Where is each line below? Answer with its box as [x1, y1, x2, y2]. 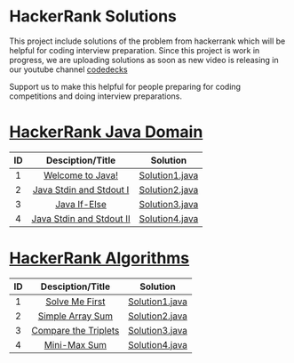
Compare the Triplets [31, 324, 120, 336]
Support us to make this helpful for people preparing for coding [9, 81, 242, 92]
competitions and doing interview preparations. [9, 91, 182, 101]
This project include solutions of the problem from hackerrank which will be [9, 36, 286, 46]
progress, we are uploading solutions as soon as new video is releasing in [9, 54, 280, 65]
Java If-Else [54, 198, 107, 210]
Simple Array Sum [37, 310, 114, 322]
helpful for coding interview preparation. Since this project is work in [9, 44, 260, 55]
